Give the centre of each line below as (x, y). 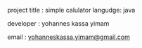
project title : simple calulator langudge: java (71, 10)
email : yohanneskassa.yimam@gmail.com (69, 37)
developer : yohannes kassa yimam (58, 23)
